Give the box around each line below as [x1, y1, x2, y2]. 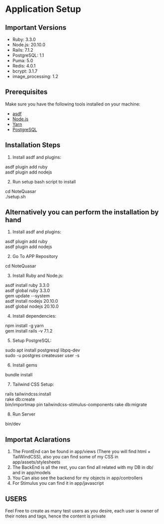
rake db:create [5, 396, 35, 402]
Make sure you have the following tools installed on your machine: [5, 101, 141, 107]
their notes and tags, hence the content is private [5, 513, 106, 519]
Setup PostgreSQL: [12, 338, 52, 344]
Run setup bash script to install [12, 178, 76, 184]
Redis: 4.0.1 [12, 63, 36, 69]
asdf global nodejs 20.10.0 [5, 303, 59, 309]
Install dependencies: [12, 313, 57, 319]
